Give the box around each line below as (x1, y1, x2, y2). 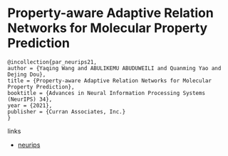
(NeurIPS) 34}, (7, 96, 53, 103)
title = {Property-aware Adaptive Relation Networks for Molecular (7, 77, 212, 84)
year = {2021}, (7, 101, 53, 109)
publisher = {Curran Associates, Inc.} (7, 108, 126, 115)
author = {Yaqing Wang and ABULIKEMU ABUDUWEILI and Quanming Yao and (7, 65, 222, 72)
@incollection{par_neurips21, (7, 58, 98, 65)
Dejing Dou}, (7, 71, 46, 78)
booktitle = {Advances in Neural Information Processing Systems (7, 89, 205, 96)
